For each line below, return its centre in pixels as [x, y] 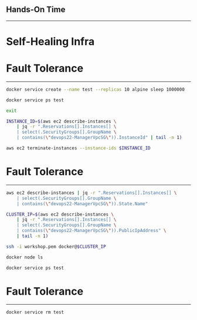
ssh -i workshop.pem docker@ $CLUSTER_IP [56, 246]
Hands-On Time [36, 10]
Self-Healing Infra [50, 42]
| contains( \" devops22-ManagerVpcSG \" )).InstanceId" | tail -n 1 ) [99, 138]
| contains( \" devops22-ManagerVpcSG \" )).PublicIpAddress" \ [91, 231]
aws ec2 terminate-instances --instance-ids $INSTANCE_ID [78, 148]
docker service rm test [35, 312]
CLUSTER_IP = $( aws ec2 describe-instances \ [60, 214]
